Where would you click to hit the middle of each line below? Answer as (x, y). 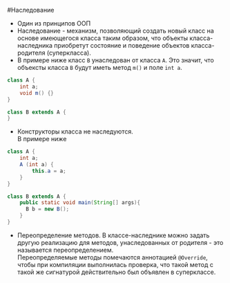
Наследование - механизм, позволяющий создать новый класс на (115, 31)
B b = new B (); (47, 209)
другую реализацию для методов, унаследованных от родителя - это (120, 242)
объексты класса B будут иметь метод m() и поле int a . (99, 67)
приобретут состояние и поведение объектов (122, 45)
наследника (35, 45)
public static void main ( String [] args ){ (80, 203)
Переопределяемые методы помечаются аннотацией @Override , (113, 257)
